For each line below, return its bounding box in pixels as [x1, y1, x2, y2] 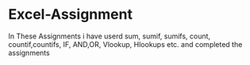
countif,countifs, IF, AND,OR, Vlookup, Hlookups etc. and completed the [8, 39, 243, 49]
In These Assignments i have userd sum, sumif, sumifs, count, [8, 31, 211, 41]
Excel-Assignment [8, 5, 133, 23]
